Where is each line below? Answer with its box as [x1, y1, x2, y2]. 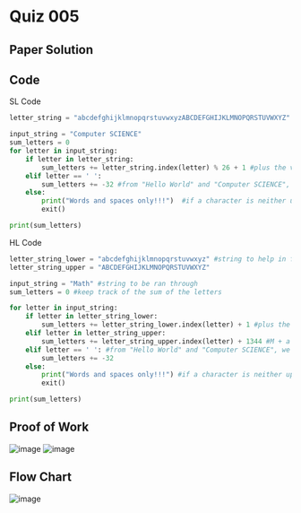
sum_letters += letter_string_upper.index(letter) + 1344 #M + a [41, 336, 291, 346]
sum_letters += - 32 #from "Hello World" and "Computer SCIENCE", [41, 179, 291, 189]
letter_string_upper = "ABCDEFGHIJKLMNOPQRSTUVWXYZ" [9, 263, 211, 272]
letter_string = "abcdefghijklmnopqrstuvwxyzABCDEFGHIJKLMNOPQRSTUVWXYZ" [9, 114, 291, 123]
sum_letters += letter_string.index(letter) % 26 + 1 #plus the [41, 163, 287, 172]
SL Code [9, 96, 42, 107]
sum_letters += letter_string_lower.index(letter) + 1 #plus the [41, 320, 291, 329]
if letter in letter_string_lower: [25, 312, 159, 321]
